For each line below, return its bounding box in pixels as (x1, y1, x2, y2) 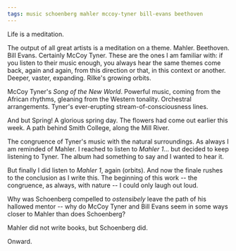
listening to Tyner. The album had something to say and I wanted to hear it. (7, 152, 224, 160)
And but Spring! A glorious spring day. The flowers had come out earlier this (7, 116, 228, 124)
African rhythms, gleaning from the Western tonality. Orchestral (7, 95, 192, 103)
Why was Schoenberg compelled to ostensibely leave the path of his (7, 194, 206, 203)
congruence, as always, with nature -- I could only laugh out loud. (7, 181, 199, 189)
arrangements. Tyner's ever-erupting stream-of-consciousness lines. (7, 102, 209, 110)
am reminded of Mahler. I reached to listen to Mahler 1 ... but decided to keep (7, 144, 229, 153)
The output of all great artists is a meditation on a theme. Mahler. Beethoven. (7, 43, 230, 52)
